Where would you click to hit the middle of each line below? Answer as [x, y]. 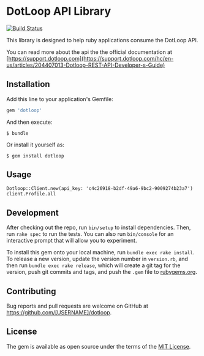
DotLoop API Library [59, 11]
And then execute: [29, 122]
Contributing [31, 291]
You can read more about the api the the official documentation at [89, 52]
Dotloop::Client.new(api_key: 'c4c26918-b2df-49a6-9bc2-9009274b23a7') [100, 189]
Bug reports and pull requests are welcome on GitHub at [77, 306]
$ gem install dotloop [35, 156]
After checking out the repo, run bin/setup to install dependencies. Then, [99, 227]
